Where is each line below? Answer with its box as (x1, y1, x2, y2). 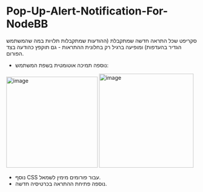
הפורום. (6, 50, 24, 57)
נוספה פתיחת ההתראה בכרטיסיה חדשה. (15, 180, 107, 187)
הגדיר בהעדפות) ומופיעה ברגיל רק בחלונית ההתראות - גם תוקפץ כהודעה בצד (6, 43, 182, 51)
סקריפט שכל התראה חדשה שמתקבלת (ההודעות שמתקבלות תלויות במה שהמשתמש (6, 37, 197, 44)
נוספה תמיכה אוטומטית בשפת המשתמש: (15, 62, 109, 69)
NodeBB (6, 17, 48, 31)
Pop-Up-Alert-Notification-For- (6, 4, 168, 18)
